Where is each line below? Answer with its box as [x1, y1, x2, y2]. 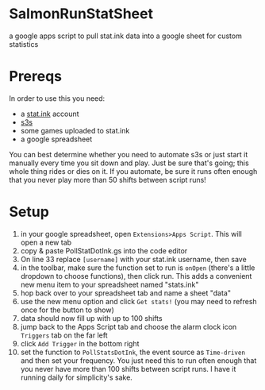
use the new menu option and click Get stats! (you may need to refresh [20, 296, 257, 306]
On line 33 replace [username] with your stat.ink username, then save [20, 254, 247, 264]
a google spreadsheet [20, 134, 93, 144]
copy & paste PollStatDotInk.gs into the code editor [20, 245, 188, 255]
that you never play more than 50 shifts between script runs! [9, 175, 207, 184]
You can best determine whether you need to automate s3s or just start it [9, 149, 248, 159]
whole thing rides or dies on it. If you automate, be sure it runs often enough [9, 166, 258, 176]
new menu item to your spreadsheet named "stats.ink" [20, 280, 199, 289]
